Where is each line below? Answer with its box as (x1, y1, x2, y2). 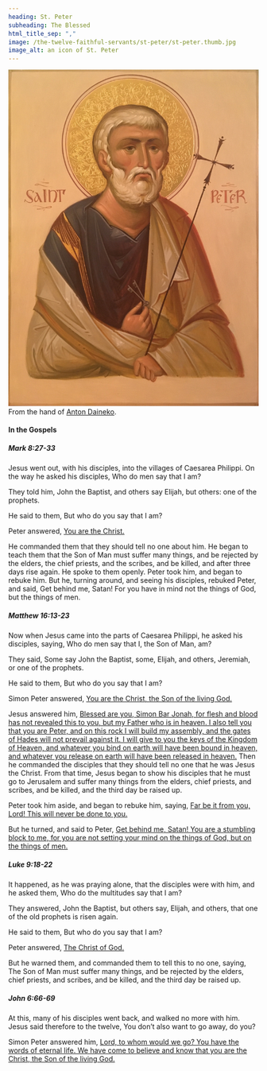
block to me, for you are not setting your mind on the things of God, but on (8, 833, 252, 843)
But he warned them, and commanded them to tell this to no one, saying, (8, 958, 246, 968)
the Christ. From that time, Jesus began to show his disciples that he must (8, 768, 251, 778)
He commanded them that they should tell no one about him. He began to (8, 541, 249, 552)
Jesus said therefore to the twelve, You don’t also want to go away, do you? (8, 1022, 256, 1031)
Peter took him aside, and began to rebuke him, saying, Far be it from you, (8, 801, 250, 810)
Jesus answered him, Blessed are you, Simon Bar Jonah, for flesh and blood (8, 709, 258, 719)
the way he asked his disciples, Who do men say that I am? (8, 471, 201, 481)
